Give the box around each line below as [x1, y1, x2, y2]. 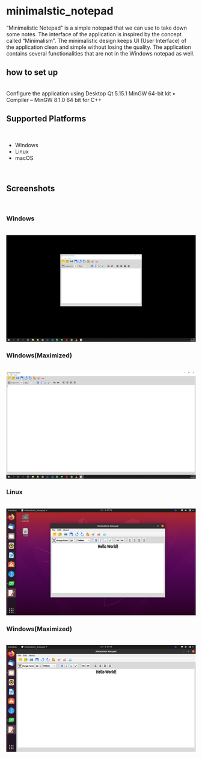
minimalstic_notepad [6, 4, 114, 18]
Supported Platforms [6, 113, 87, 124]
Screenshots [6, 183, 55, 194]
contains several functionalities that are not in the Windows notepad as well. [6, 49, 195, 57]
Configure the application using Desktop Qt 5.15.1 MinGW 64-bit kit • [6, 89, 176, 97]
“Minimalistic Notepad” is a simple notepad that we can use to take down [6, 24, 188, 31]
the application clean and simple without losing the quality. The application [6, 43, 191, 51]
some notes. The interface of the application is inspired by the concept [6, 30, 182, 37]
